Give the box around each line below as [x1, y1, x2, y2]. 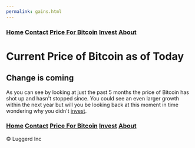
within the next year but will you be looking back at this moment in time [6, 101, 179, 108]
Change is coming [6, 73, 74, 83]
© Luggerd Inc [6, 135, 42, 142]
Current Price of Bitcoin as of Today [6, 49, 184, 63]
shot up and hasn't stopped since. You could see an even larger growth [6, 95, 180, 102]
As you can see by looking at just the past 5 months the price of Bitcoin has [6, 89, 190, 96]
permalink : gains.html [6, 8, 62, 15]
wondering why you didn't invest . [6, 107, 87, 115]
